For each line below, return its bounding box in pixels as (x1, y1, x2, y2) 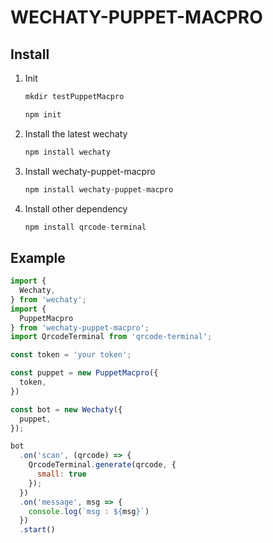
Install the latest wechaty (24, 127, 128, 140)
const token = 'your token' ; (10, 350, 132, 360)
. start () (19, 525, 56, 535)
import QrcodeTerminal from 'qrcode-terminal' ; (10, 332, 213, 342)
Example (10, 249, 66, 266)
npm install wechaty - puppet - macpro (24, 184, 174, 195)
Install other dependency (24, 202, 128, 215)
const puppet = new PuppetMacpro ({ (10, 368, 159, 378)
